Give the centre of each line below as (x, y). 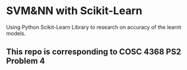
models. (16, 33)
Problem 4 (26, 61)
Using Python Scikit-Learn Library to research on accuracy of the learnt (94, 27)
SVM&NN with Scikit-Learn (74, 11)
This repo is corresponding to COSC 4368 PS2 (94, 52)
